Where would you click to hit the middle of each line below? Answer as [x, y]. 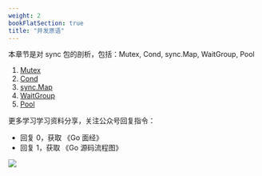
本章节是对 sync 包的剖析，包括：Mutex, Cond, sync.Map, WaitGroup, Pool [131, 54]
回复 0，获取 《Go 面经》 [62, 138]
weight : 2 [25, 16]
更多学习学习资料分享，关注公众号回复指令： [82, 121]
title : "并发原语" [37, 30]
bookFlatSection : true [46, 23]
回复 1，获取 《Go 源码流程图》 [71, 148]
